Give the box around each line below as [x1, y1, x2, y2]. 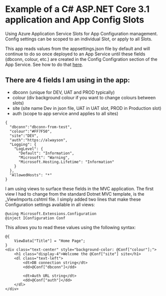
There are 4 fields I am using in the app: [5, 76, 130, 84]
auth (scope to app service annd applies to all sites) [12, 110, 118, 116]
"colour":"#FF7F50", [9, 129, 52, 134]
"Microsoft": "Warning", [18, 155, 70, 160]
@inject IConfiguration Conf [5, 216, 66, 221]
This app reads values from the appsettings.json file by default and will [5, 45, 150, 51]
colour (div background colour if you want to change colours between [12, 94, 156, 100]
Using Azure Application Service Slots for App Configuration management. [5, 30, 158, 36]
